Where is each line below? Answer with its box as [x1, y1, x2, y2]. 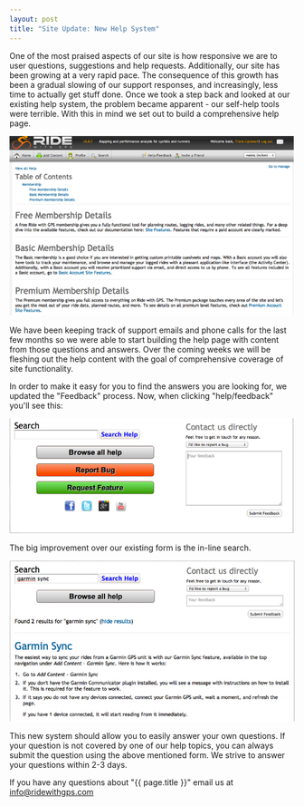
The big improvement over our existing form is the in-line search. [9, 542, 252, 553]
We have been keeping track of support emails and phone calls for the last [9, 325, 287, 335]
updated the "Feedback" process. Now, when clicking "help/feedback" [9, 390, 274, 401]
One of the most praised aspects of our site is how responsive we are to [9, 50, 278, 61]
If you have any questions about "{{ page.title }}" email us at [9, 776, 233, 788]
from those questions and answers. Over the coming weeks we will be [9, 344, 271, 354]
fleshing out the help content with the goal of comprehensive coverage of [9, 354, 284, 364]
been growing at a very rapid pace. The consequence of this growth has [9, 69, 279, 81]
